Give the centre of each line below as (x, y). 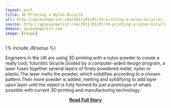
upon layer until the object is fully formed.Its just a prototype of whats (78, 85)
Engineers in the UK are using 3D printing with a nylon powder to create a (82, 58)
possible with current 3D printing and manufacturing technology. (73, 90)
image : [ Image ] (21, 33)
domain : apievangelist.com (34, 29)
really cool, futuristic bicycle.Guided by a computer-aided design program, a (85, 63)
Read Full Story (85, 100)
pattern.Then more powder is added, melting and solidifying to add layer (81, 79)
